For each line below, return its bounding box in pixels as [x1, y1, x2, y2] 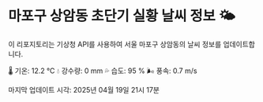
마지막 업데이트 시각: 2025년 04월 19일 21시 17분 [8, 85, 160, 94]
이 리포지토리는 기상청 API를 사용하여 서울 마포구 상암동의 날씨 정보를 [8, 39, 222, 49]
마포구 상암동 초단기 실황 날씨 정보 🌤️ [8, 7, 235, 25]
